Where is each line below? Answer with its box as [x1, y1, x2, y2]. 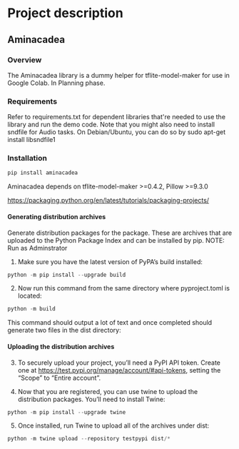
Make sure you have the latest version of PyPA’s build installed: [17, 257, 203, 266]
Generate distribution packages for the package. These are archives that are [7, 228, 233, 237]
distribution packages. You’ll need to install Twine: [17, 395, 166, 403]
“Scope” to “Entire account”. [17, 373, 101, 382]
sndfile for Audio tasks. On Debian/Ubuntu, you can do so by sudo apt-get [7, 128, 226, 136]
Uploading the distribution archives [7, 342, 115, 350]
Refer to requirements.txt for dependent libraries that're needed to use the [7, 113, 226, 121]
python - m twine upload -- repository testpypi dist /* [7, 435, 171, 443]
